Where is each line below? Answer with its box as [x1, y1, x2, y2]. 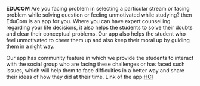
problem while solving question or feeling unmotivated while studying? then [6, 11, 192, 18]
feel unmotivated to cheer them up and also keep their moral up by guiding [6, 37, 190, 43]
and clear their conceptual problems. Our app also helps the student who [6, 30, 186, 37]
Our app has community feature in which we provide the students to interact [6, 55, 194, 61]
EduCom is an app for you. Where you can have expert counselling [6, 18, 171, 24]
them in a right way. [6, 43, 55, 50]
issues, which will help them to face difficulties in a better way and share [6, 67, 185, 74]
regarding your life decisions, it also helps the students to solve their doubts [6, 24, 193, 31]
